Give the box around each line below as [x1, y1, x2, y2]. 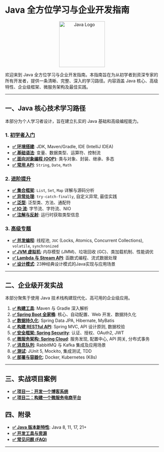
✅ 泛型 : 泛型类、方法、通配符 [12, 200, 71, 205]
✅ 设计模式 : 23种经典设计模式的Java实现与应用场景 [12, 261, 116, 267]
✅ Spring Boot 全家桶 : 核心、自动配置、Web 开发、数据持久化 [12, 312, 137, 317]
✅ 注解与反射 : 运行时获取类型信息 [12, 212, 80, 218]
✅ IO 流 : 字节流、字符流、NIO [12, 206, 71, 212]
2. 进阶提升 [5, 175, 31, 182]
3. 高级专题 [5, 226, 31, 232]
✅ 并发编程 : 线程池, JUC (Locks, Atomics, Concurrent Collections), [12, 237, 144, 243]
